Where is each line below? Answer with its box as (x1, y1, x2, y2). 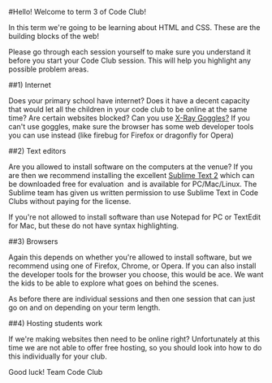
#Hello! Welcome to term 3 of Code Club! (8, 7, 146, 16)
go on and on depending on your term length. (8, 302, 161, 312)
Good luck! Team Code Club (8, 368, 103, 376)
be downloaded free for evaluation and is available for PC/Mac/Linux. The (8, 179, 257, 189)
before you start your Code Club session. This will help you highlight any (8, 56, 252, 65)
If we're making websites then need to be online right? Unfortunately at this (8, 334, 261, 344)
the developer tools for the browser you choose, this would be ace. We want (8, 270, 264, 279)
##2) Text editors (8, 146, 67, 155)
